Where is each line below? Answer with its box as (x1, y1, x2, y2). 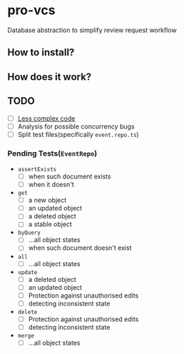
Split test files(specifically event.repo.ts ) (17, 130, 139, 138)
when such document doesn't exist (28, 243, 132, 252)
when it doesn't (28, 181, 75, 189)
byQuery (17, 229, 41, 237)
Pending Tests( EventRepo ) (7, 148, 98, 158)
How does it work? (7, 71, 92, 83)
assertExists (17, 166, 57, 173)
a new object (28, 196, 67, 205)
